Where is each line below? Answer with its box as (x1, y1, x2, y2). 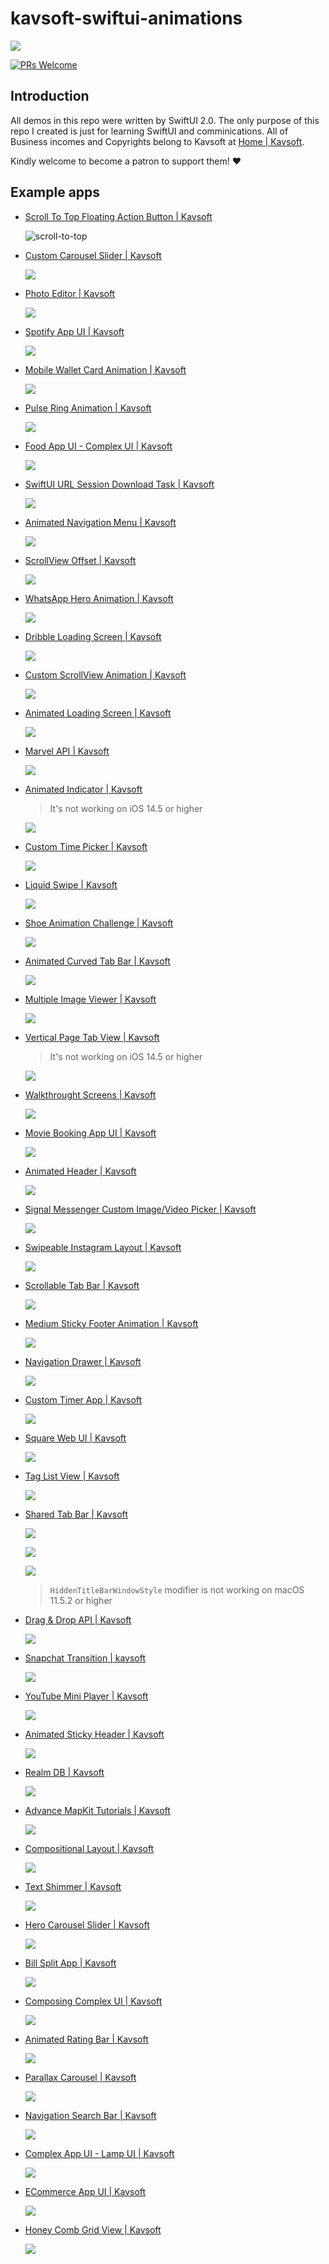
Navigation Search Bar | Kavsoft (24, 2109, 157, 2121)
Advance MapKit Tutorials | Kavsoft (24, 1804, 171, 1816)
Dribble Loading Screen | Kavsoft (24, 630, 162, 642)
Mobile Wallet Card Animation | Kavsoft (24, 363, 187, 376)
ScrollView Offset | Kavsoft (24, 554, 137, 566)
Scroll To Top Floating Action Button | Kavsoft (24, 210, 213, 222)
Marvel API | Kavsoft (24, 745, 110, 757)
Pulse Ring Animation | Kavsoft (24, 402, 152, 414)
